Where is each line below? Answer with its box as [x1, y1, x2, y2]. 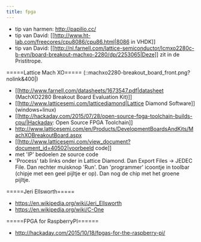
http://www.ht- [53, 31, 91, 39]
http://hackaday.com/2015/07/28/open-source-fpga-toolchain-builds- [19, 112, 193, 119]
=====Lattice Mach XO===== [6, 68, 82, 76]
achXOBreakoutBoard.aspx [14, 132, 82, 139]
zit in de [160, 50, 180, 58]
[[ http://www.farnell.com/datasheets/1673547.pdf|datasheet [14, 86, 164, 94]
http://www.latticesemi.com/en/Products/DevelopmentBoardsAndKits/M [14, 125, 194, 132]
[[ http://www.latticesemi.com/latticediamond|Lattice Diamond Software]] [14, 100, 196, 107]
